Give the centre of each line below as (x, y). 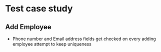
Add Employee (28, 27)
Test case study (39, 9)
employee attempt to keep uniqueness (52, 44)
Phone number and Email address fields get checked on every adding (84, 39)
